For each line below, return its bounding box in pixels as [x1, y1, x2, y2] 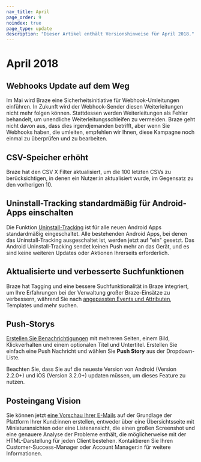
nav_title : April [6, 8, 50, 15]
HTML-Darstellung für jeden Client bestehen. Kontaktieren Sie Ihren [6, 437, 173, 445]
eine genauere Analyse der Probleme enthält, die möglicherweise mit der [6, 431, 187, 438]
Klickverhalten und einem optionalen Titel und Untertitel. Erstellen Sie [6, 341, 178, 349]
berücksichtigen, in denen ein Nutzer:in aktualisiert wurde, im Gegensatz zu [6, 175, 194, 182]
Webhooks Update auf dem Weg [6, 80, 130, 91]
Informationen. [6, 450, 43, 457]
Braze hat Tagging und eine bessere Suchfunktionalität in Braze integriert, [6, 283, 189, 290]
